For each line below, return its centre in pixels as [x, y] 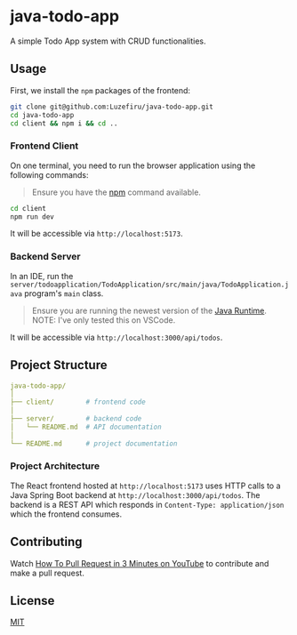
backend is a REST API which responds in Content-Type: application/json [147, 504]
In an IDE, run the [42, 276]
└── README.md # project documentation [94, 443]
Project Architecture [55, 466]
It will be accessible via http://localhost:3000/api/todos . [116, 337]
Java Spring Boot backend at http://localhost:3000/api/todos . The [135, 494]
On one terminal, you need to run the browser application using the [133, 165]
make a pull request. [48, 573]
